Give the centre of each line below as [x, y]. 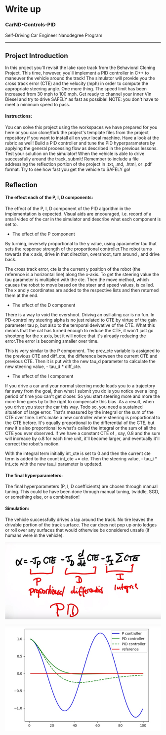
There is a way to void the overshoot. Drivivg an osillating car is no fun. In [80, 315]
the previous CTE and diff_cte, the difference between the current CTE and [81, 356]
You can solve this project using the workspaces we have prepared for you [81, 127]
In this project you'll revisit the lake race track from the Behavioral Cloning [80, 68]
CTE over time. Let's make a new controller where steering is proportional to [83, 418]
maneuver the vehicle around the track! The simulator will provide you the [80, 78]
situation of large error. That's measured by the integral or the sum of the [80, 412]
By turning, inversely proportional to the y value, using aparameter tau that [81, 244]
